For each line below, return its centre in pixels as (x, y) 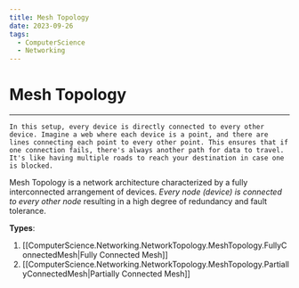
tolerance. (28, 211)
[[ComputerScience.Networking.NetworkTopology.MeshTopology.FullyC (154, 245)
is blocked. (31, 166)
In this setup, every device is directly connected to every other (137, 127)
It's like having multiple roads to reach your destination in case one (147, 158)
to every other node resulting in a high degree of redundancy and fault (138, 202)
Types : (22, 228)
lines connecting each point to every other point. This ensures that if (149, 143)
